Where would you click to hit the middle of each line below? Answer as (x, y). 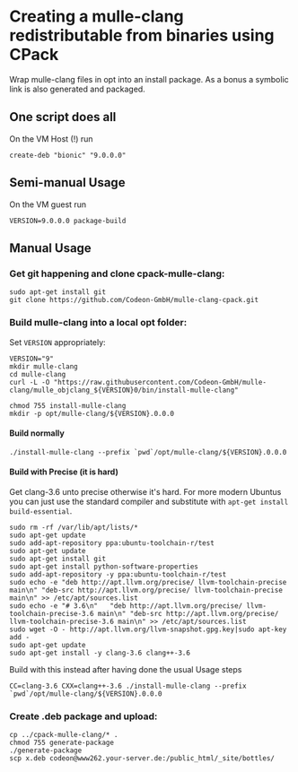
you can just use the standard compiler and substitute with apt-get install (149, 501)
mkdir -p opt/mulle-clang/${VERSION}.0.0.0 (92, 413)
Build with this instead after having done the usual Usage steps (126, 669)
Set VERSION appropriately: (57, 342)
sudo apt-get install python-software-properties (104, 567)
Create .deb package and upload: (83, 716)
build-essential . (41, 511)
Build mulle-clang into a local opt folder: (98, 323)
